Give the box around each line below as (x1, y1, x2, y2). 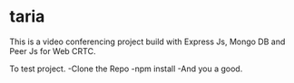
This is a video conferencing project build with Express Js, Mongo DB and (9, 36, 286, 47)
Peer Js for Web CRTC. (9, 45, 96, 56)
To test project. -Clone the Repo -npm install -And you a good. (9, 63, 243, 74)
